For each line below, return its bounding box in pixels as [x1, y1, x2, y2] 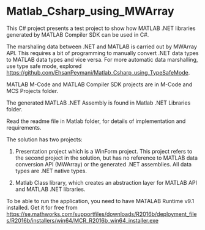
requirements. [6, 124, 42, 131]
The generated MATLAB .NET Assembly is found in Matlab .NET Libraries [6, 99, 191, 106]
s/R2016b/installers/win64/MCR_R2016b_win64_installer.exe [6, 217, 159, 224]
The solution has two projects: [6, 136, 83, 143]
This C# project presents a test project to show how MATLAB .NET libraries [6, 24, 196, 32]
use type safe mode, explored [6, 62, 82, 70]
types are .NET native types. [15, 167, 88, 174]
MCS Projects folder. [6, 87, 59, 94]
